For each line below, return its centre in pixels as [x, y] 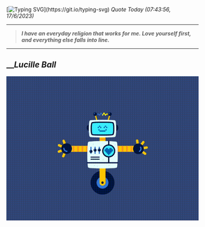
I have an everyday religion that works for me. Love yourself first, [106, 33]
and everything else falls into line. [65, 40]
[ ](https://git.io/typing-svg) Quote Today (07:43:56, [88, 9]
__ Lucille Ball [31, 65]
